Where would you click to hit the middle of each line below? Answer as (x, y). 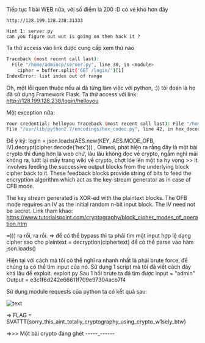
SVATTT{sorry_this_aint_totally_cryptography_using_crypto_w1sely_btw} (96, 322)
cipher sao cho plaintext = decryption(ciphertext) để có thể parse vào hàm (100, 242)
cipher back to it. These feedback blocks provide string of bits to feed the (99, 173)
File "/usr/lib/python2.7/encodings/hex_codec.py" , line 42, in (90, 129)
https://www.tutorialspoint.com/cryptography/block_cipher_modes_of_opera (102, 217)
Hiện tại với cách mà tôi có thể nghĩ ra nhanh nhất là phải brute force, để (97, 260)
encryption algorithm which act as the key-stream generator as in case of (99, 180)
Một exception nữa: (31, 112)
